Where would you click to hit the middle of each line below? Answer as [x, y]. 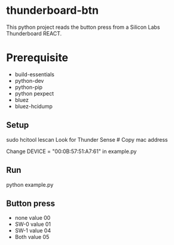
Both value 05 [32, 237]
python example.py [30, 184]
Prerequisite [37, 58]
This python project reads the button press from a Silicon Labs [83, 27]
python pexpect [34, 93]
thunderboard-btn [52, 11]
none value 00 [33, 218]
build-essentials [35, 74]
